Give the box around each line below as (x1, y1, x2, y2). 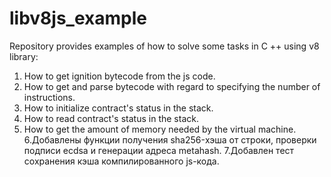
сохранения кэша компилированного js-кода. (23, 155, 220, 167)
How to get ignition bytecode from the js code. (23, 70, 216, 82)
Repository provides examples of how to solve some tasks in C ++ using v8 (9, 40, 320, 52)
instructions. (23, 91, 76, 103)
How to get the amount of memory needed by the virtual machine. (23, 123, 297, 135)
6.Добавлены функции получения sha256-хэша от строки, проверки (23, 133, 317, 146)
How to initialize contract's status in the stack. (23, 102, 214, 114)
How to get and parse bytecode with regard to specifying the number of (23, 80, 321, 92)
